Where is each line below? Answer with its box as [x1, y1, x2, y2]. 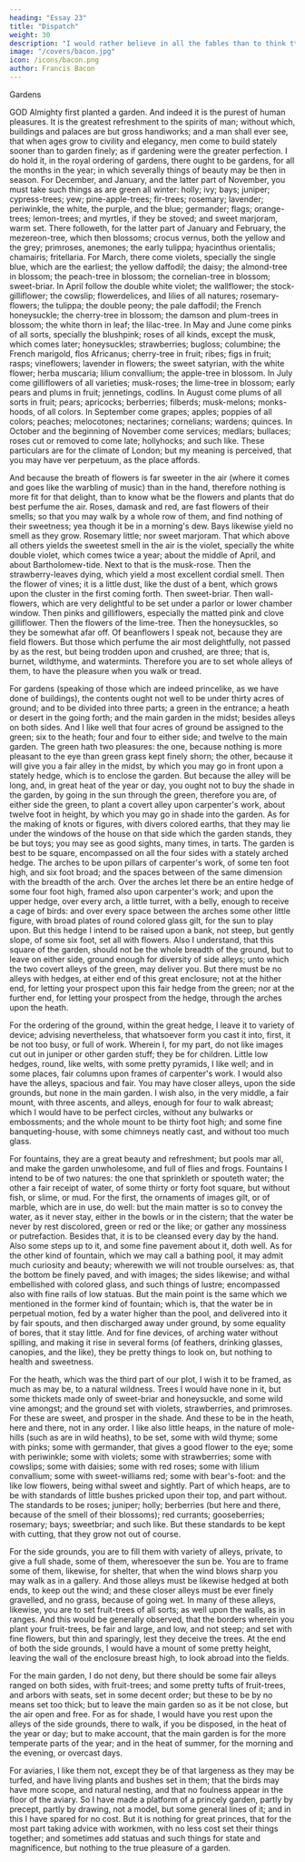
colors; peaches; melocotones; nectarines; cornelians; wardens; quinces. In [9, 416, 293, 427]
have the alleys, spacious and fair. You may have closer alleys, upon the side [9, 1077, 296, 1088]
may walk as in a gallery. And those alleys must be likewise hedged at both [9, 1575, 289, 1585]
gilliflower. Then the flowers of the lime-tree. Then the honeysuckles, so [9, 617, 279, 628]
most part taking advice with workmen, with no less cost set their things [9, 1823, 279, 1834]
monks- [258, 397, 288, 408]
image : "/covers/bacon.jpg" [9, 47, 116, 56]
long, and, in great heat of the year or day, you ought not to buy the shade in [9, 780, 295, 790]
